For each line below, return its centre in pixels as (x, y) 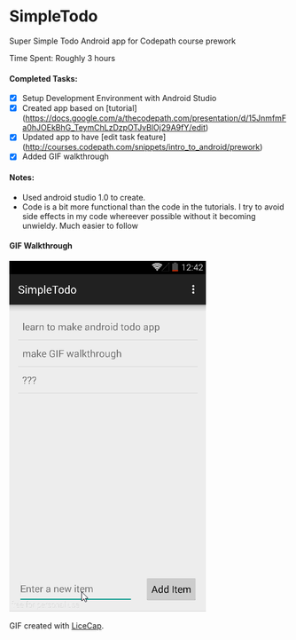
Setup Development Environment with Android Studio (119, 99)
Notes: (22, 177)
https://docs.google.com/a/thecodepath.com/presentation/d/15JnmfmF (156, 118)
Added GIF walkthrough (65, 156)
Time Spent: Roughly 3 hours (62, 58)
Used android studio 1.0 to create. (84, 197)
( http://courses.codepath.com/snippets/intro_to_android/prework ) (142, 147)
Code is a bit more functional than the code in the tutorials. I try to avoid (153, 207)
